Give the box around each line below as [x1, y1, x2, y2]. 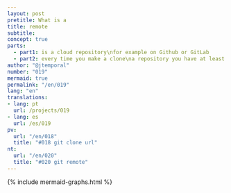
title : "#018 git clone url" [13, 140, 98, 146]
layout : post [7, 10, 45, 17]
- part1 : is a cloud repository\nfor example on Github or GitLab [13, 49, 209, 56]
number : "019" [7, 68, 49, 75]
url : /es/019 [13, 119, 51, 127]
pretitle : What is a [7, 17, 67, 24]
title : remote [7, 23, 49, 30]
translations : [7, 94, 49, 101]
